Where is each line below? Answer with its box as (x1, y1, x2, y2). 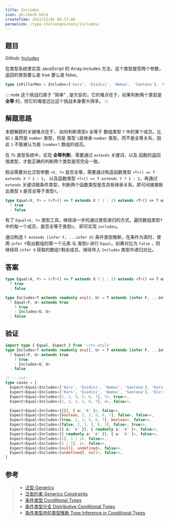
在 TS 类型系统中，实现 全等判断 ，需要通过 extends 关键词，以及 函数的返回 (5, 152, 161, 158)
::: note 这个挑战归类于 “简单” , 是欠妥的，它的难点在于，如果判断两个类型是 (5, 91, 162, 97)
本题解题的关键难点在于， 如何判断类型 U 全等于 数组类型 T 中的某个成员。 (5, 128, 157, 134)
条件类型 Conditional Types (25, 497, 82, 503)
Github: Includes (5, 55, 39, 61)
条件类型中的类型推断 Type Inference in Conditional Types (25, 509, 146, 515)
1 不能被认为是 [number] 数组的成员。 (11, 141, 88, 147)
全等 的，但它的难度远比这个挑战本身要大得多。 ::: (5, 98, 109, 104)
